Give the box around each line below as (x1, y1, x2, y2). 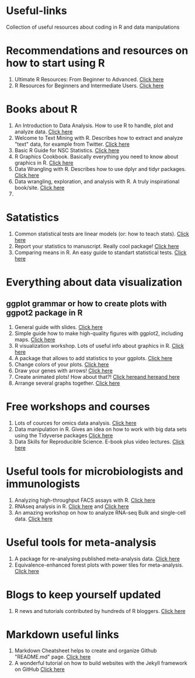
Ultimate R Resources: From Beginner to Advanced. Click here (14, 76, 164, 83)
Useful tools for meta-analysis (6, 536, 156, 549)
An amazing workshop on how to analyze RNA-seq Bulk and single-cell (14, 509, 186, 516)
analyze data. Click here (14, 128, 73, 135)
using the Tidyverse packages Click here (14, 432, 113, 439)
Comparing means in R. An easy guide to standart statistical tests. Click (14, 249, 187, 256)
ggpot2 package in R (6, 308, 83, 318)
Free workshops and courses (6, 400, 151, 413)
